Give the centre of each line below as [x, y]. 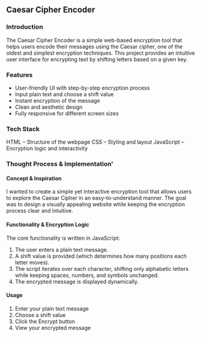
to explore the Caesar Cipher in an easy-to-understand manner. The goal [96, 198]
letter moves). [32, 262]
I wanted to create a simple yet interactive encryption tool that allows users [99, 192]
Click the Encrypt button [45, 321]
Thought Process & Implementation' [60, 164]
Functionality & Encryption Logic [48, 224]
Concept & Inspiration [34, 178]
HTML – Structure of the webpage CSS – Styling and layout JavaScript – [95, 142]
